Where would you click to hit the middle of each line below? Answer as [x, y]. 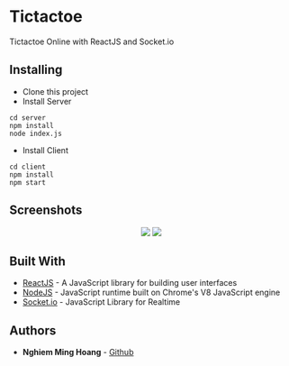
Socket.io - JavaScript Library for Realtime [101, 302]
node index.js [36, 133]
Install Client [45, 150]
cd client [28, 167]
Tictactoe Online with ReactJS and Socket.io [92, 41]
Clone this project [55, 91]
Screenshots [46, 210]
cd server [28, 118]
